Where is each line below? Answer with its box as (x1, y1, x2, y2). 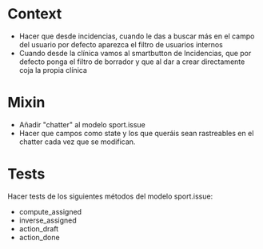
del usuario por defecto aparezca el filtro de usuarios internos (18, 39, 223, 49)
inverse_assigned (18, 215, 77, 225)
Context (7, 5, 62, 23)
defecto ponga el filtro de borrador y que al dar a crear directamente (18, 57, 245, 66)
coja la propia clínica (18, 65, 87, 74)
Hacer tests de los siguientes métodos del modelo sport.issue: (7, 191, 213, 201)
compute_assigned (18, 207, 82, 216)
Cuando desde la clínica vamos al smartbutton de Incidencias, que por (18, 48, 252, 58)
